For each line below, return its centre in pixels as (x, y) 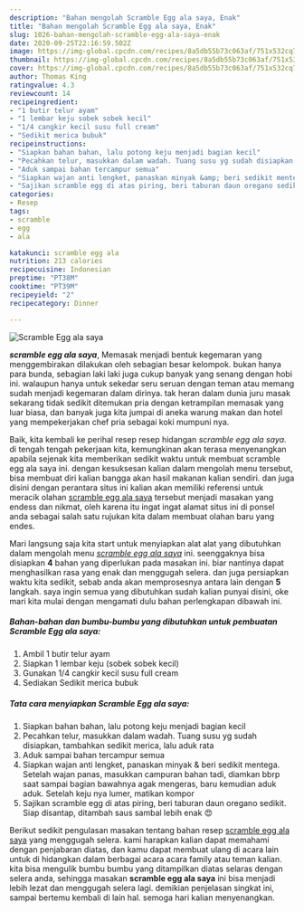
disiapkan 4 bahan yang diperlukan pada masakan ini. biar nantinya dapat (147, 563)
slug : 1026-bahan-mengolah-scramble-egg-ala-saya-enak (115, 34)
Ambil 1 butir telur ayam (66, 654)
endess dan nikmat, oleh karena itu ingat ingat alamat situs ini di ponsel (142, 507)
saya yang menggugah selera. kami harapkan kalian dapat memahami (139, 840)
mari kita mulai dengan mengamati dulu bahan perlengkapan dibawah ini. (146, 601)
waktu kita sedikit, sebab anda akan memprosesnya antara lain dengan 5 (145, 582)
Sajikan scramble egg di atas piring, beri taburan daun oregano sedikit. (154, 803)
